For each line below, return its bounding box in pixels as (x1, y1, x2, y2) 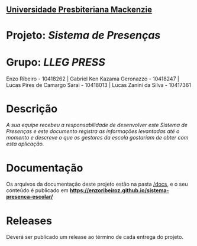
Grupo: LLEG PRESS (6, 56, 105, 69)
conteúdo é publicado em (6, 187, 69, 194)
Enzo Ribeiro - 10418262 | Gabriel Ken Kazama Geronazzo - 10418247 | (6, 75, 179, 82)
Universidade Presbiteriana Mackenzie (6, 5, 153, 15)
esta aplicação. (6, 140, 44, 147)
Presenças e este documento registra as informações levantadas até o (6, 128, 180, 135)
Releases (6, 214, 52, 227)
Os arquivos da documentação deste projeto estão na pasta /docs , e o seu (6, 180, 188, 188)
